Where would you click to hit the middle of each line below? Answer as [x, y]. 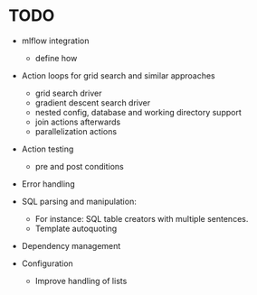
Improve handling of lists [81, 281]
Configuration [47, 263]
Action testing [48, 149]
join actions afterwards [78, 122]
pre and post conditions [79, 166]
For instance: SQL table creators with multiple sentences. [142, 218]
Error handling [48, 184]
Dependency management [71, 245]
